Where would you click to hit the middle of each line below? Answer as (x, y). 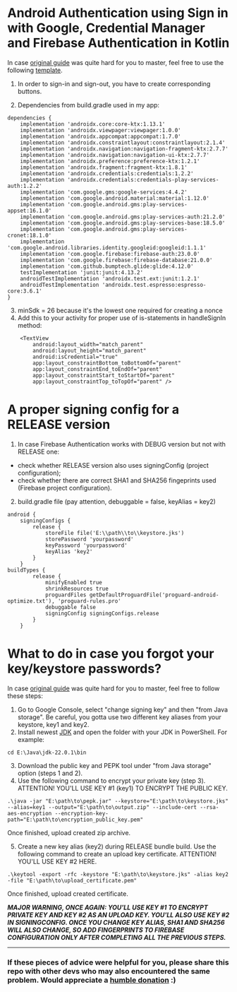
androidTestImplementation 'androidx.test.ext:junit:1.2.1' (110, 278)
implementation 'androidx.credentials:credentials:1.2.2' (107, 173)
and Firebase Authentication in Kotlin (119, 43)
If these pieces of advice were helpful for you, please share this (118, 962)
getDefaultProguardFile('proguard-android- (154, 595)
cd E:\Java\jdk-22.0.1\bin (47, 752)
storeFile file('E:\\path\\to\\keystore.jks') (115, 533)
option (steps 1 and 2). (50, 773)
